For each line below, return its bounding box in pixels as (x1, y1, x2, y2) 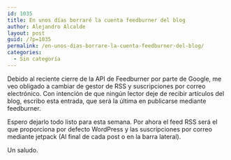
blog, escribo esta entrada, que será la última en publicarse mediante (7, 97, 207, 105)
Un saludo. (7, 145, 38, 154)
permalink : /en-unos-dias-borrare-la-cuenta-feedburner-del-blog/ (7, 42, 204, 49)
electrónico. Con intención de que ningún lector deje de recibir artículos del (7, 89, 225, 97)
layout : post (7, 29, 45, 37)
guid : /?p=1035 (7, 36, 52, 43)
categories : (7, 49, 42, 56)
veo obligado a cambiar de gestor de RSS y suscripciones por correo (7, 81, 206, 90)
